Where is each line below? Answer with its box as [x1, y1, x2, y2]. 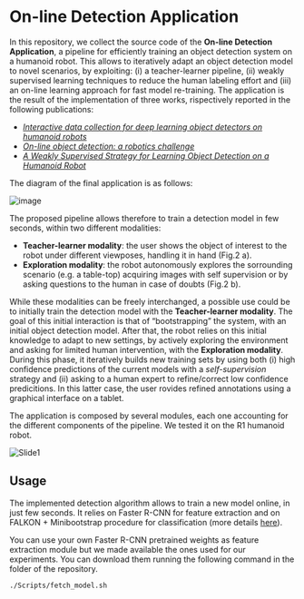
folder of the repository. [9, 563, 98, 574]
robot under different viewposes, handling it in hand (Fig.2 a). [22, 250, 252, 260]
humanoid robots [22, 131, 88, 142]
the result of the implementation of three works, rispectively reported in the [9, 93, 291, 105]
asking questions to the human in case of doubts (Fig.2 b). [22, 279, 241, 290]
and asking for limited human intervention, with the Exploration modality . [9, 344, 284, 355]
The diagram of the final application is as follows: [9, 177, 193, 188]
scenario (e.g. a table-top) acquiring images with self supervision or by [22, 269, 289, 280]
